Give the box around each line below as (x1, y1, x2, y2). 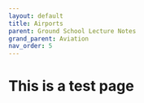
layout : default (8, 11, 63, 20)
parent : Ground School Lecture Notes (8, 27, 137, 35)
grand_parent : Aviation (8, 34, 89, 43)
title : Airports (8, 19, 63, 28)
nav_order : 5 (8, 42, 53, 50)
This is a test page (8, 77, 134, 96)
